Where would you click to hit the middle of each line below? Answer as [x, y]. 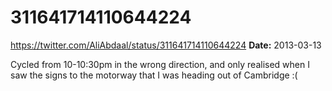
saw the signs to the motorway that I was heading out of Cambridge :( [154, 75]
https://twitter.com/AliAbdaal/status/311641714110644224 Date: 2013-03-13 [166, 45]
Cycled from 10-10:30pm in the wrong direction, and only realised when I [160, 64]
